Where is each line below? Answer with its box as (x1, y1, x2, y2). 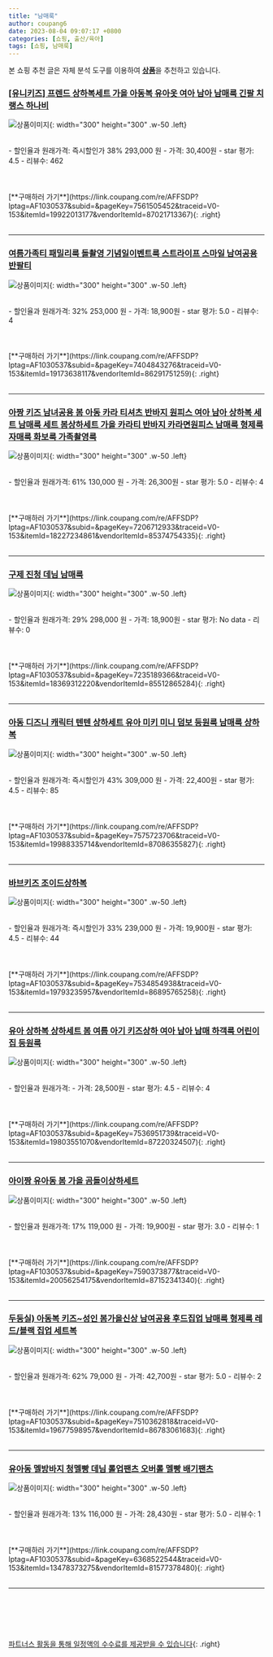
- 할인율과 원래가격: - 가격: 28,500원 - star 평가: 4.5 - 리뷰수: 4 (8, 1083, 210, 1094)
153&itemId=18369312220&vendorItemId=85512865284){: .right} (8, 679, 226, 689)
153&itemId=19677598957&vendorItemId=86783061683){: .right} (8, 1424, 226, 1435)
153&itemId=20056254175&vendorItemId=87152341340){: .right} (8, 1275, 225, 1285)
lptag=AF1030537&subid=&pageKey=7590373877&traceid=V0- (8, 1266, 221, 1276)
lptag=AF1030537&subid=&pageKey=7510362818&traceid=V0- (8, 1416, 219, 1426)
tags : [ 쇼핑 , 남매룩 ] (8, 42, 73, 50)
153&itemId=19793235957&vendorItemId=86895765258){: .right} (8, 987, 227, 997)
